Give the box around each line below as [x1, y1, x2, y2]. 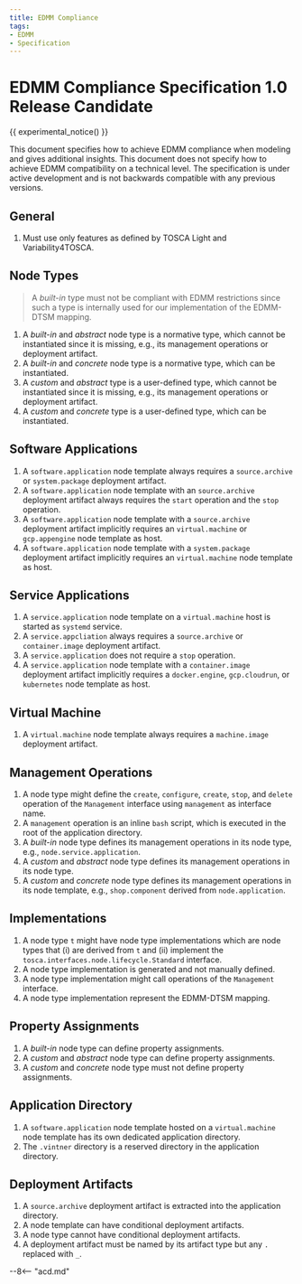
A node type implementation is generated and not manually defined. [22, 963, 276, 974]
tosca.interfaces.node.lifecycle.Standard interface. [22, 954, 223, 965]
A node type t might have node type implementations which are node [22, 934, 281, 945]
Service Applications [9, 588, 130, 604]
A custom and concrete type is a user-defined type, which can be [22, 406, 267, 417]
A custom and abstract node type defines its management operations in [22, 856, 290, 867]
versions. [9, 183, 43, 193]
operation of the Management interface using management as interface [22, 799, 272, 810]
